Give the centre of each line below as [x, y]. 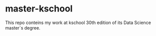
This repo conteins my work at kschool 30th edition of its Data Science [78, 22]
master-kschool [39, 9]
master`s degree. [23, 27]
